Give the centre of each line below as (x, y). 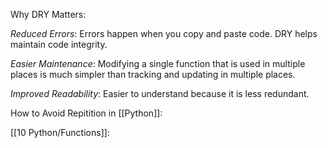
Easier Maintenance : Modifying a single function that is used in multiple (158, 63)
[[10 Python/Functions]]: (60, 132)
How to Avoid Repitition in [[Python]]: (86, 113)
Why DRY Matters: (48, 14)
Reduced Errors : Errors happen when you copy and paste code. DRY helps (164, 33)
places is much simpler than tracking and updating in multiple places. (153, 74)
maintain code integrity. (59, 44)
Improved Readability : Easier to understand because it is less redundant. (160, 93)
